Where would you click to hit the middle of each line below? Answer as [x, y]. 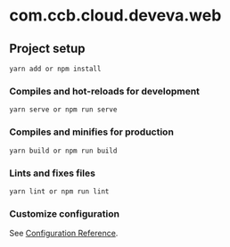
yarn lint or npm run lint [59, 191]
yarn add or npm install [55, 69]
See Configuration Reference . [64, 234]
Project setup [48, 49]
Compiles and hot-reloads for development [105, 91]
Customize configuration [65, 213]
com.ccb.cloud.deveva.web [115, 16]
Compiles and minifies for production [91, 132]
